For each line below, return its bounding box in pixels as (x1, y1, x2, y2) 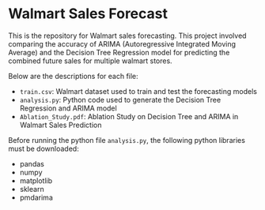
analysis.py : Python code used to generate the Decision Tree (19, 95, 221, 104)
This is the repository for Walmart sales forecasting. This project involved (8, 31, 247, 40)
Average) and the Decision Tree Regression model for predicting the (8, 47, 230, 57)
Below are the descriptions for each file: (8, 71, 138, 81)
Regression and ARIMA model (19, 103, 117, 113)
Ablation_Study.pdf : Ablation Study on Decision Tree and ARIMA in (19, 111, 239, 121)
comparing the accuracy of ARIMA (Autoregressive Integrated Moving (8, 39, 236, 48)
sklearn (19, 184, 45, 193)
